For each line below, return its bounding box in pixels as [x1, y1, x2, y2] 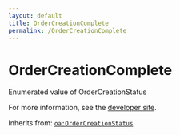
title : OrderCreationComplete [8, 19, 110, 27]
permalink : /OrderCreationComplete [8, 26, 127, 34]
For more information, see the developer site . [8, 103, 158, 113]
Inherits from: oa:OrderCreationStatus [8, 118, 134, 128]
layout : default [8, 11, 62, 20]
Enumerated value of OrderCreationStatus [8, 87, 147, 97]
